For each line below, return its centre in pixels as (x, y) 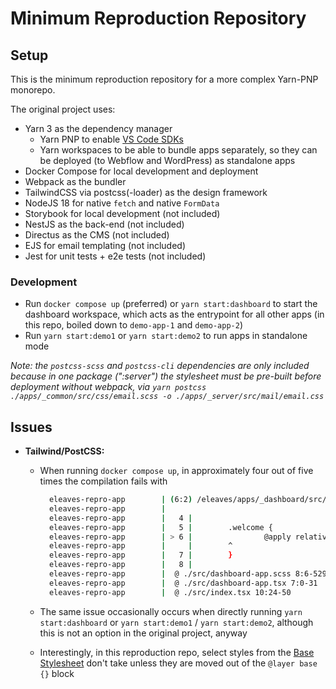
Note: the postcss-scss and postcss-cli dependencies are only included (160, 366)
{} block (57, 673)
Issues (31, 427)
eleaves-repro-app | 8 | (120, 565)
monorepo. (33, 90)
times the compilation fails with (103, 481)
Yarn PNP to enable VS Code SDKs (111, 139)
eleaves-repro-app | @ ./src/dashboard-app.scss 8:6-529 (187, 574)
